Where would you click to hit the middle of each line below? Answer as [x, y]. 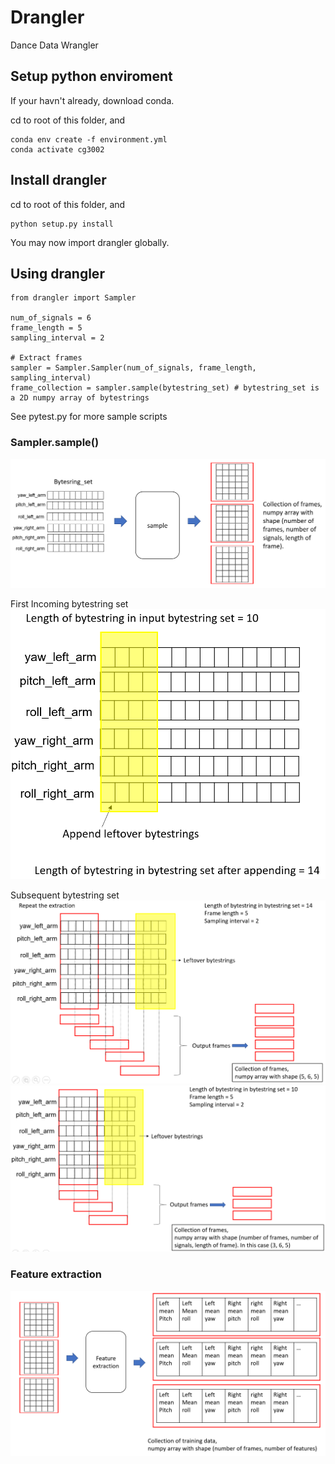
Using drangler [57, 273]
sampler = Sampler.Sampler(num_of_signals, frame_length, [133, 368]
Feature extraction [56, 1274]
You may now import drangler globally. [90, 242]
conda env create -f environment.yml [89, 139]
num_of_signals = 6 [51, 318]
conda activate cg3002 [57, 149]
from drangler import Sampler [73, 298]
